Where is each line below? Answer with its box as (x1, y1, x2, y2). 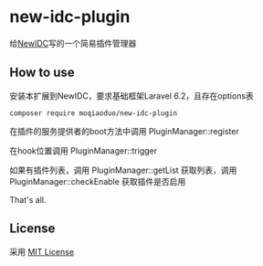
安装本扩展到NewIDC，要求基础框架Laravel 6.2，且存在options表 (9, 90, 254, 101)
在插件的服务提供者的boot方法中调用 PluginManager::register (9, 125, 239, 136)
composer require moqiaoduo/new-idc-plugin (9, 108, 178, 118)
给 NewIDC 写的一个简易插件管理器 (9, 37, 137, 48)
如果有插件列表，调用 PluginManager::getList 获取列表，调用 (9, 165, 237, 176)
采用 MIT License (9, 246, 75, 257)
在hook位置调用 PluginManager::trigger (9, 144, 158, 156)
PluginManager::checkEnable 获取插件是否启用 (9, 176, 186, 186)
